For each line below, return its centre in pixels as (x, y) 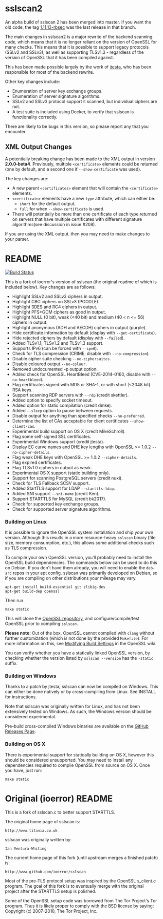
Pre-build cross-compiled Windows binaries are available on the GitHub (77, 726)
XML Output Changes (38, 147)
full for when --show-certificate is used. (62, 209)
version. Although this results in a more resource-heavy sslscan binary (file (80, 537)
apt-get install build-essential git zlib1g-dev (55, 587)
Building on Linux (26, 522)
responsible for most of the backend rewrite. (50, 72)
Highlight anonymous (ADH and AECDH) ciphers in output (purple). (79, 327)
